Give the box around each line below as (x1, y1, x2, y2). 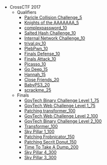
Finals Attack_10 (24, 56, 56, 62)
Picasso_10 (24, 61, 46, 67)
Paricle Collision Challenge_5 (24, 15, 83, 20)
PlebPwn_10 (24, 46, 48, 51)
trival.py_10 (24, 41, 46, 46)
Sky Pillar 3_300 (24, 155, 57, 160)
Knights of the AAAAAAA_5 (24, 20, 79, 25)
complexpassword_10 (24, 25, 67, 31)
